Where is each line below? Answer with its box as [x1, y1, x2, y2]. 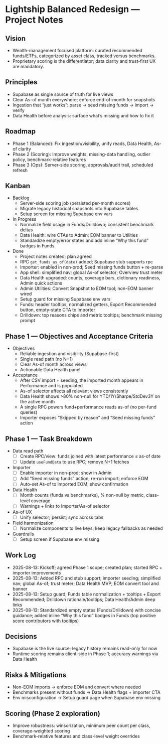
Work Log [5, 551, 36, 560]
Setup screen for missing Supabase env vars [20, 211, 113, 217]
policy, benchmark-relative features [12, 157, 86, 163]
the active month [20, 399, 55, 405]
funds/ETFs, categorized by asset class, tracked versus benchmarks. [12, 53, 156, 59]
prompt [20, 318, 36, 324]
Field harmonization [12, 520, 54, 526]
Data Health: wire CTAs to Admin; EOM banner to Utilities [20, 232, 138, 238]
